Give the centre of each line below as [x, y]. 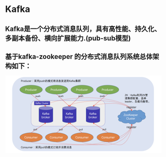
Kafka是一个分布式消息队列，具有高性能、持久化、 [83, 29]
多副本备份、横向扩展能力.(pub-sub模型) [68, 38]
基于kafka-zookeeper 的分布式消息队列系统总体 [79, 57]
